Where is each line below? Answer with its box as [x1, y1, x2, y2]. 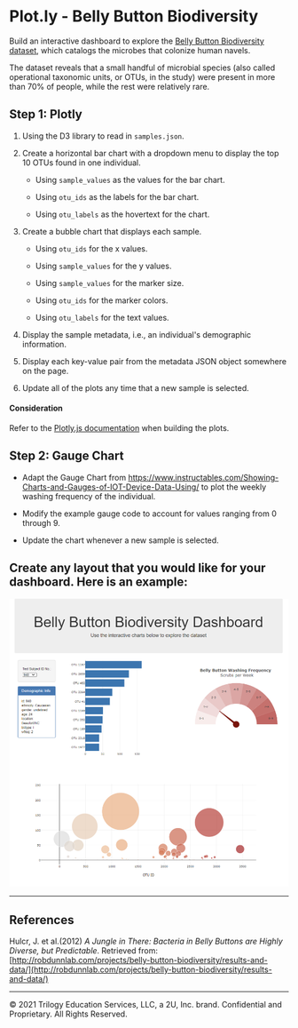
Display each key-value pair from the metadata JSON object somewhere [21, 355, 286, 366]
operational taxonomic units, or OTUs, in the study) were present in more [9, 71, 276, 82]
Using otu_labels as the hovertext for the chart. [35, 209, 210, 219]
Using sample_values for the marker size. [35, 277, 184, 288]
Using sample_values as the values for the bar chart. [35, 174, 225, 185]
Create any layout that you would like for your [9, 561, 266, 576]
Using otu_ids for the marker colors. [35, 295, 169, 306]
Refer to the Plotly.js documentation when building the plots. [9, 422, 230, 433]
